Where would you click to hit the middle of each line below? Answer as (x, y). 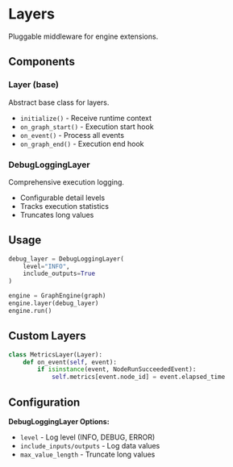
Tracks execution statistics (64, 206)
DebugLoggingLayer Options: (59, 421)
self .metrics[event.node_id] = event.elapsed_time (138, 377)
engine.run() (30, 311)
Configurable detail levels (62, 198)
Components (42, 62)
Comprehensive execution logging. (67, 181)
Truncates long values (57, 215)
